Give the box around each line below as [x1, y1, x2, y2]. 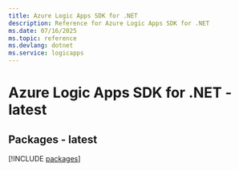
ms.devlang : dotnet [8, 42, 74, 50]
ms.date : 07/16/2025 [8, 26, 78, 35]
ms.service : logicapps [8, 49, 84, 57]
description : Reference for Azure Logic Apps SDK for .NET [8, 19, 210, 27]
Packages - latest [8, 132, 98, 146]
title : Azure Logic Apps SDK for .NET [8, 11, 138, 20]
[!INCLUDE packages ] [8, 154, 81, 163]
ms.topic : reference [8, 34, 78, 43]
